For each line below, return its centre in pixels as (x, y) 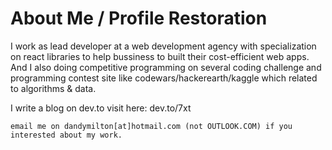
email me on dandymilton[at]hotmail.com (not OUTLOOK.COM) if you (151, 126)
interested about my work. (66, 135)
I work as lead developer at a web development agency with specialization (163, 46)
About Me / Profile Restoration (139, 18)
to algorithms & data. (53, 88)
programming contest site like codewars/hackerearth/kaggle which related (164, 78)
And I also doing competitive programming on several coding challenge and (166, 67)
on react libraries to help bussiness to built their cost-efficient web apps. (160, 56)
